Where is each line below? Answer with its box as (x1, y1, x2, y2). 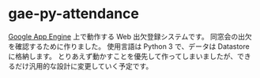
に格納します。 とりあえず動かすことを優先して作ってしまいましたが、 (8, 51, 238, 61)
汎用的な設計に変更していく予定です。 (28, 61, 153, 71)
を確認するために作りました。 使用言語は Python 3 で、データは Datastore (8, 41, 251, 51)
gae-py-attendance (8, 5, 140, 23)
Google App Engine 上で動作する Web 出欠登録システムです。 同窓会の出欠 (8, 32, 252, 41)
